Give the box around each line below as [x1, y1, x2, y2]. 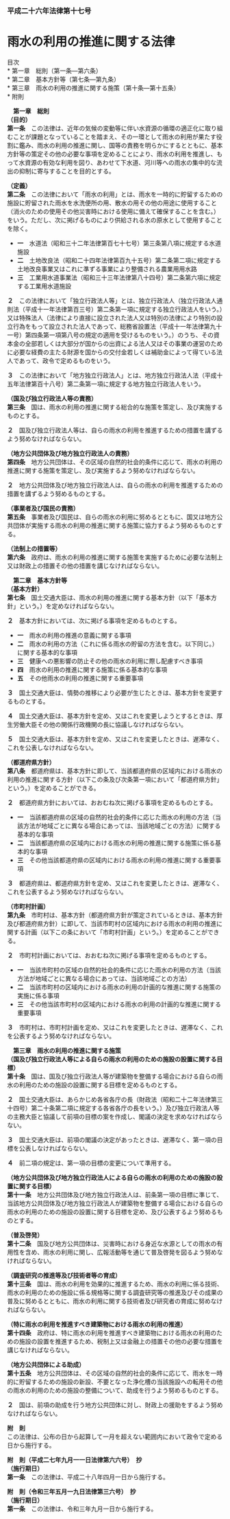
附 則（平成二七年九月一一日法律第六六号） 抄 [7, 1455, 142, 1463]
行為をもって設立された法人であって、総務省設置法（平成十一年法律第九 [12, 322, 216, 330]
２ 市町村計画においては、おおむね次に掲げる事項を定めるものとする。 [7, 951, 211, 959]
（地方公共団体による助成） [7, 1360, 86, 1369]
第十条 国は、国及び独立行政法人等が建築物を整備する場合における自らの [7, 1072, 217, 1080]
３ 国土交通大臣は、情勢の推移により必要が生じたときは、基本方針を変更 [7, 688, 217, 697]
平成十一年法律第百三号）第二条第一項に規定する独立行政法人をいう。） [25, 305, 223, 313]
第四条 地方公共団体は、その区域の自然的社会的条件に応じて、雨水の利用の [7, 458, 223, 466]
